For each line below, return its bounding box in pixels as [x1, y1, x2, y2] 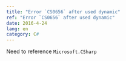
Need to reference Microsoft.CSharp [6, 48, 97, 55]
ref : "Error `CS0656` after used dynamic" [6, 14, 115, 21]
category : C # [6, 31, 39, 37]
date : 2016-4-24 [6, 20, 47, 26]
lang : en [6, 25, 28, 32]
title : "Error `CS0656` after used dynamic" [6, 8, 121, 15]
